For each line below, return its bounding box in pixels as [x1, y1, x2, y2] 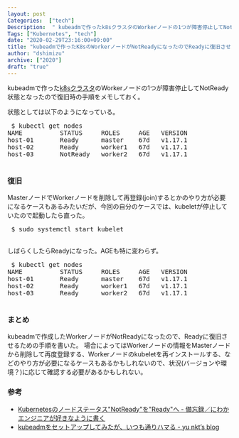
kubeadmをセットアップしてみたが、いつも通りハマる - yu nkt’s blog [17, 422, 220, 431]
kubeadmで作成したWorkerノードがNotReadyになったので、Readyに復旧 [7, 332, 222, 341]
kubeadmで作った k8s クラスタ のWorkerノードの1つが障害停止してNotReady [7, 83, 229, 92]
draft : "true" [7, 63, 50, 70]
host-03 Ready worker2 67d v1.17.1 [7, 289, 188, 297]
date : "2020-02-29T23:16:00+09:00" [7, 37, 113, 44]
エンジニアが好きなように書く [17, 413, 105, 422]
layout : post [7, 10, 46, 18]
